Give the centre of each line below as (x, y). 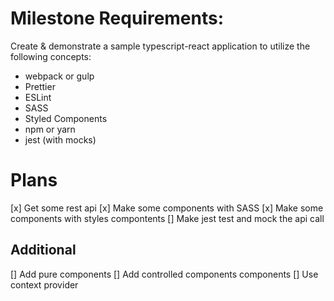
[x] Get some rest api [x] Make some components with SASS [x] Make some (167, 208)
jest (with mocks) (60, 139)
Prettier (40, 86)
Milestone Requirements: (117, 18)
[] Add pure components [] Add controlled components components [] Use (164, 274)
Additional (43, 250)
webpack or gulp (59, 76)
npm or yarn (50, 129)
